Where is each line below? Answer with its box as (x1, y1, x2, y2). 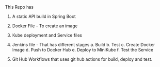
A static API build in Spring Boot (12, 14, 76, 19)
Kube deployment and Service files (12, 33, 82, 38)
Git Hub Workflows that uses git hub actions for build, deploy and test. (12, 56, 153, 62)
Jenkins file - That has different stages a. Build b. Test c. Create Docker (12, 42, 155, 48)
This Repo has (5, 4, 34, 10)
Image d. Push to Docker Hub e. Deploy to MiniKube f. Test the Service (12, 47, 154, 52)
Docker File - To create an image (12, 23, 78, 29)
